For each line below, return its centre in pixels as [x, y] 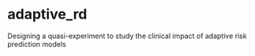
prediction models [37, 44]
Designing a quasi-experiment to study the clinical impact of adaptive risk [127, 36]
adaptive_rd [47, 14]
